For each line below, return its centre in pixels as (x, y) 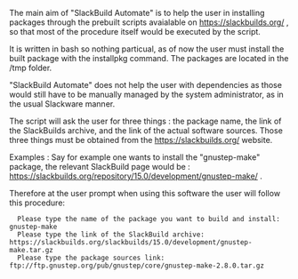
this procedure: (37, 203)
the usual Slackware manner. (62, 104)
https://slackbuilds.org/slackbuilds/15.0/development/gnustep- (131, 243)
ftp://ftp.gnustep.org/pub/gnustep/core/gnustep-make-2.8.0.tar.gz (137, 266)
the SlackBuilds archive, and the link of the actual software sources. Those (146, 131)
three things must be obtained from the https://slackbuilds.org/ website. (141, 140)
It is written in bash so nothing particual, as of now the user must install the (147, 49)
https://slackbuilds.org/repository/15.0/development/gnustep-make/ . (136, 176)
